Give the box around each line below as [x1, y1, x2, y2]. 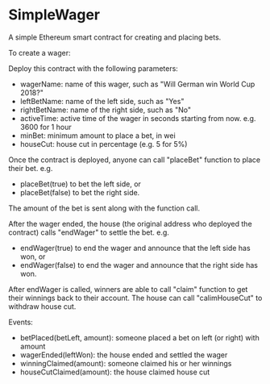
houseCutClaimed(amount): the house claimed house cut [19, 367, 210, 377]
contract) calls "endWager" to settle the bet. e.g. [8, 227, 169, 237]
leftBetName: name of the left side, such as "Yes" [19, 96, 185, 106]
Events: [8, 317, 34, 327]
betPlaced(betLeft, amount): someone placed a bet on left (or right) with [19, 332, 260, 342]
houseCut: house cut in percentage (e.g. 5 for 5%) [19, 139, 188, 148]
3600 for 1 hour [19, 122, 72, 131]
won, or [19, 252, 46, 261]
